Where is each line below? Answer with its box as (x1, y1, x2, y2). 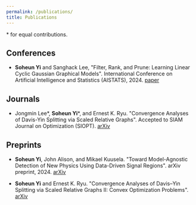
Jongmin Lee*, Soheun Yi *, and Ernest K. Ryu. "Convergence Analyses (14, 110, 189, 117)
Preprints (6, 140, 42, 150)
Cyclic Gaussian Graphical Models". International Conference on (14, 70, 173, 78)
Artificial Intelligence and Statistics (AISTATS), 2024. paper (14, 77, 160, 84)
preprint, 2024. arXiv (14, 168, 66, 175)
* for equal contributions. (6, 30, 68, 38)
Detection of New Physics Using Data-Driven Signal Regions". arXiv (14, 162, 181, 169)
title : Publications (6, 14, 58, 20)
